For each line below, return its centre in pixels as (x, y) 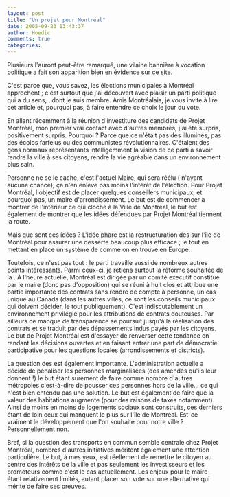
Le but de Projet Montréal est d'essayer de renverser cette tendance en (108, 336)
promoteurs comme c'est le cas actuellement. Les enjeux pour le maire (107, 472)
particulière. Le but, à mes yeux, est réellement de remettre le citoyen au (110, 457)
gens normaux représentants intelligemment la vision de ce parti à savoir (110, 150)
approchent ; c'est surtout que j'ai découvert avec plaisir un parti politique (112, 93)
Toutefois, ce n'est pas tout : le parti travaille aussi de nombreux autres (107, 263)
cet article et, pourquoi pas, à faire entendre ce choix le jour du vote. (104, 107)
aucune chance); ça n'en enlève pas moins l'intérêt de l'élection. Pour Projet (115, 185)
